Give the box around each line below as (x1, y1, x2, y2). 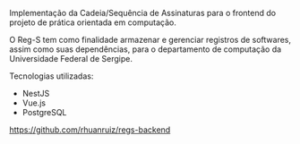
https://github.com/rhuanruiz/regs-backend (9, 124, 171, 135)
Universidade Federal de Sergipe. (9, 54, 133, 64)
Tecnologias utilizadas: (9, 71, 94, 81)
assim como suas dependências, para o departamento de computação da (9, 44, 282, 55)
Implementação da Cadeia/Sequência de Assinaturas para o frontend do (9, 8, 276, 18)
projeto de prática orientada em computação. (9, 17, 176, 28)
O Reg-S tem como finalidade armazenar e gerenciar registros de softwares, (9, 35, 292, 45)
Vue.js (21, 97, 47, 108)
